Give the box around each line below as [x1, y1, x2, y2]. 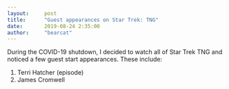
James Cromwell [17, 76, 66, 84]
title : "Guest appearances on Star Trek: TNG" [7, 16, 159, 23]
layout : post [7, 10, 57, 17]
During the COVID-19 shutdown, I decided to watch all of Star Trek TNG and [7, 48, 223, 56]
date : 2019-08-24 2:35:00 [7, 23, 100, 29]
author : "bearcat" [7, 29, 72, 36]
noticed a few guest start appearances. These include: [7, 55, 163, 64]
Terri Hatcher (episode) [17, 68, 84, 77]
